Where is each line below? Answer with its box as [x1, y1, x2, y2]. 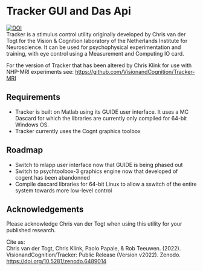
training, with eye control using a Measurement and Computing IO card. [6, 50, 184, 57]
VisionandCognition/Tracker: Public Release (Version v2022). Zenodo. [6, 251, 181, 258]
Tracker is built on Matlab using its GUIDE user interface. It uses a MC [14, 108, 189, 116]
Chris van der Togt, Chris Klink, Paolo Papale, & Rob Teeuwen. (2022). [6, 245, 181, 252]
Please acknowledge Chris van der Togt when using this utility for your [6, 220, 182, 227]
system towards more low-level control [14, 186, 112, 194]
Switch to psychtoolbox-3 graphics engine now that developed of [14, 168, 178, 175]
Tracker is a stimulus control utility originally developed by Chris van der [6, 30, 186, 38]
